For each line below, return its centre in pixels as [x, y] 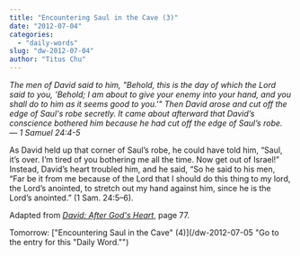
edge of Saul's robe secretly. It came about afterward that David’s [132, 114]
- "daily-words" [48, 43]
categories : [31, 34]
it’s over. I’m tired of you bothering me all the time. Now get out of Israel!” [145, 159]
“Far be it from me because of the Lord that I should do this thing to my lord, [150, 179]
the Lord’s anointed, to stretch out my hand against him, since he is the [140, 188]
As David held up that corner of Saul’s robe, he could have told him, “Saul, [146, 150]
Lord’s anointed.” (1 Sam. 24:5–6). [71, 198]
